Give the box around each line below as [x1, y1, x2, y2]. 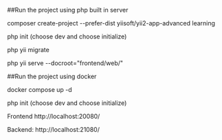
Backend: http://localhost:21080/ [7, 126, 100, 133]
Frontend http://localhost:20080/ [7, 113, 100, 120]
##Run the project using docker [7, 72, 97, 80]
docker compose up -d [7, 86, 72, 93]
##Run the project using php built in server [7, 6, 129, 14]
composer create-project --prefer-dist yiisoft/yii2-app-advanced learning [7, 19, 215, 27]
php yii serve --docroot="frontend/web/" [7, 59, 124, 67]
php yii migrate [7, 46, 49, 54]
